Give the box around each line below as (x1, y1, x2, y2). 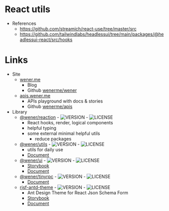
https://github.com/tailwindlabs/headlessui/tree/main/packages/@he (19, 31, 164, 37)
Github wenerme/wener (27, 87, 77, 93)
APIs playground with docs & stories (27, 98, 103, 104)
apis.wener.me (19, 92, 51, 98)
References (12, 20, 37, 26)
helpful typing (27, 125, 57, 131)
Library (12, 109, 27, 115)
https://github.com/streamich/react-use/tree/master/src (19, 25, 137, 31)
